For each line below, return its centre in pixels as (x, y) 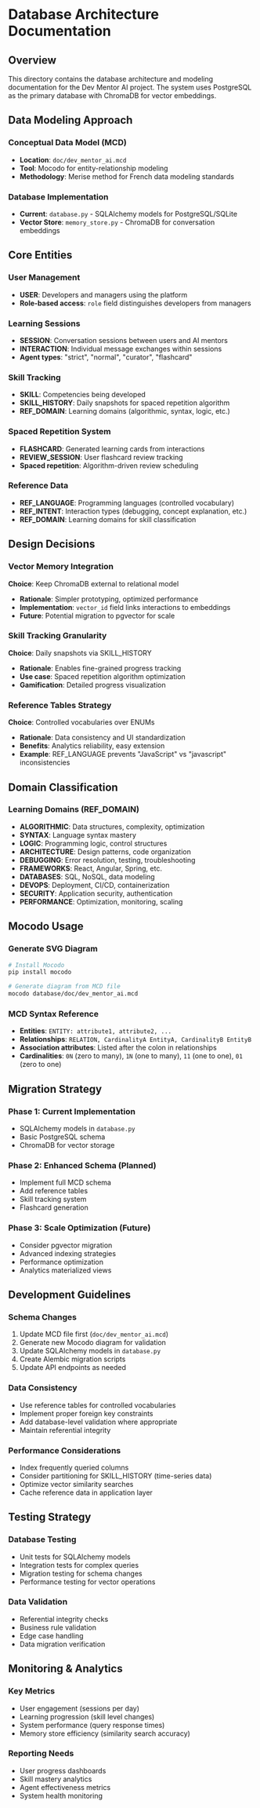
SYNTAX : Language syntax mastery (78, 835)
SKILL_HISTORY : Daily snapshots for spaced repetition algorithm (125, 403)
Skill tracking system (53, 1200)
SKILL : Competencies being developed (83, 395)
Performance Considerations (65, 1450)
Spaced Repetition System (60, 432)
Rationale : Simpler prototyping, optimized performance (109, 599)
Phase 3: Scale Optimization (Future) (79, 1228)
